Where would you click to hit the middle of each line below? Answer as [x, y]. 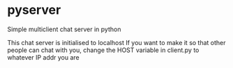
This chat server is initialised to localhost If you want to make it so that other [116, 42]
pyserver [34, 10]
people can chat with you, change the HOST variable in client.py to [103, 50]
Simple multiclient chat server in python [64, 29]
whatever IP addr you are [44, 57]
